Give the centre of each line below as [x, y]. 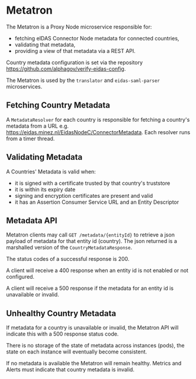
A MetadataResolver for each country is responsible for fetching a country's [98, 119]
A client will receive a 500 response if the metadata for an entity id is [90, 288]
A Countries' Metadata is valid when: [51, 171]
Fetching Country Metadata [58, 105]
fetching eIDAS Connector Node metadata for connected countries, [97, 38]
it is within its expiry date [45, 189]
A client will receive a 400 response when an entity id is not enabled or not [97, 270]
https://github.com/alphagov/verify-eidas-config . [66, 68]
